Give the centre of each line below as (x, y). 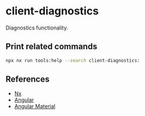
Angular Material (35, 106)
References (28, 79)
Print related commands (52, 47)
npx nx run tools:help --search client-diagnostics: (73, 60)
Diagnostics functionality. (37, 28)
